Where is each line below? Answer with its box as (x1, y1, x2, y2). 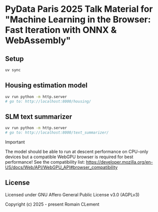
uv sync (5, 68, 21, 72)
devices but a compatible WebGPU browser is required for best (5, 154, 134, 160)
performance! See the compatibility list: (5, 159, 85, 165)
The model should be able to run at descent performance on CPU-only (5, 149, 149, 154)
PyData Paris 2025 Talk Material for (5, 3, 153, 15)
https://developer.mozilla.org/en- (86, 159, 153, 165)
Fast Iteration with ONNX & (5, 25, 117, 35)
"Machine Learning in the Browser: (5, 14, 151, 25)
